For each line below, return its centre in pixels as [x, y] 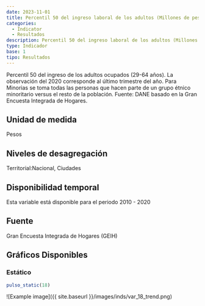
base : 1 [16, 52]
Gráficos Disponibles [47, 255]
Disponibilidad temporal [53, 187]
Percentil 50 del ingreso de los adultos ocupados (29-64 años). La [90, 74]
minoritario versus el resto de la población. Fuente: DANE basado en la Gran [102, 94]
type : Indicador [27, 46]
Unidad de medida [42, 120]
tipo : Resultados [28, 57]
